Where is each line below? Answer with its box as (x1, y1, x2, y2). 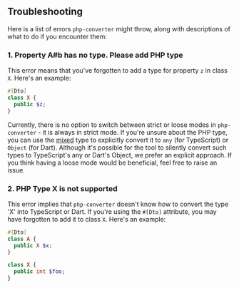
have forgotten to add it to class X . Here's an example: (7, 215, 166, 223)
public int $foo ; (14, 268, 66, 275)
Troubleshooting (7, 6, 83, 18)
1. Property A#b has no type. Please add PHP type (7, 50, 183, 60)
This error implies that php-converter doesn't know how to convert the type (7, 200, 229, 208)
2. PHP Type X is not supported (7, 183, 118, 193)
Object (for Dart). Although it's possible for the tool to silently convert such (7, 143, 227, 152)
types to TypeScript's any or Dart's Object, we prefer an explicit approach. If (7, 150, 232, 159)
